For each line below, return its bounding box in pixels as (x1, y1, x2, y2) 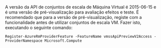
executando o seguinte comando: (5, 25, 73, 31)
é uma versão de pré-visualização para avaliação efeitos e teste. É (5, 9, 139, 15)
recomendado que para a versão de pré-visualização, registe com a (5, 15, 142, 20)
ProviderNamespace (5, 38, 43, 43)
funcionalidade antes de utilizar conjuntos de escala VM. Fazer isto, (5, 19, 141, 25)
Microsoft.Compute (44, 38, 82, 43)
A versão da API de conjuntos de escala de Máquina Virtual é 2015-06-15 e (5, 4, 157, 10)
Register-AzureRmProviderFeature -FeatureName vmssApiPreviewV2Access (5, 34, 152, 39)
